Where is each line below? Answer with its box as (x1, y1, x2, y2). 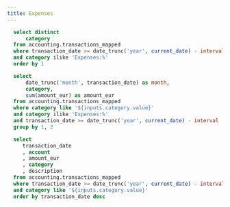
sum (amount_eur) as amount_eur (25, 92, 115, 99)
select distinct (13, 29, 60, 36)
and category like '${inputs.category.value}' (13, 187, 149, 193)
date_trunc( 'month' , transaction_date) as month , (25, 79, 170, 86)
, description (22, 168, 63, 175)
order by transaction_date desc (13, 193, 106, 200)
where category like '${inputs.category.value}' (13, 105, 155, 111)
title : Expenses (7, 10, 53, 17)
